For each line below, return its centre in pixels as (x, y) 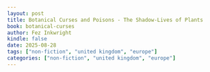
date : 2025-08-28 (32, 45)
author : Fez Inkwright (39, 33)
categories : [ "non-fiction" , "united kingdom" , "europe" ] (91, 58)
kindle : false (27, 39)
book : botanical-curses (41, 26)
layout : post (26, 13)
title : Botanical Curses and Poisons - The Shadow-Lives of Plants (105, 20)
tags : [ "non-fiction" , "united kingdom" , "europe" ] (82, 52)
